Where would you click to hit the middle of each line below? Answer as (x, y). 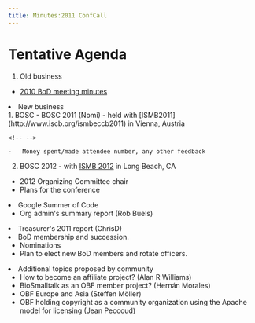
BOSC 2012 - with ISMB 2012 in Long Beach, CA (98, 166)
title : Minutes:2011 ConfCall (58, 15)
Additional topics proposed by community (86, 269)
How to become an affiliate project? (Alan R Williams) (105, 277)
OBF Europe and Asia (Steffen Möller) (80, 294)
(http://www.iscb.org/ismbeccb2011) (67, 123)
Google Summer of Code (59, 204)
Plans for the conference (60, 189)
